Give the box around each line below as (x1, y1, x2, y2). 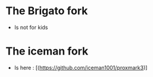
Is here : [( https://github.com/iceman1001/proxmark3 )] (14, 64, 148, 71)
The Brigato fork (5, 4, 88, 18)
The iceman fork (5, 44, 89, 58)
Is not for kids (14, 24, 48, 31)
